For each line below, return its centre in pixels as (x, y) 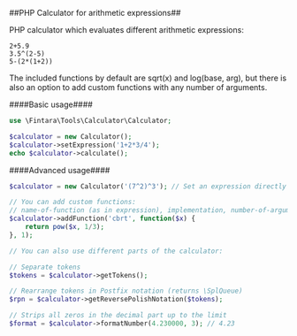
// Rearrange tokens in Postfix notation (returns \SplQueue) (126, 291)
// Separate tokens (45, 267)
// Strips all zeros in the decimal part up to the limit (118, 316)
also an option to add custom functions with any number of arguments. (138, 87)
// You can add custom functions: (73, 202)
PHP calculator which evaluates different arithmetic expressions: (127, 30)
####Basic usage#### (51, 104)
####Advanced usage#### (60, 170)
